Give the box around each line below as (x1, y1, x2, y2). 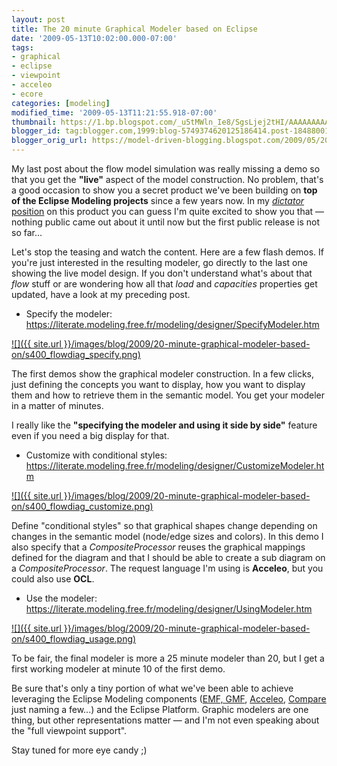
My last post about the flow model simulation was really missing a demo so (11, 163, 321, 175)
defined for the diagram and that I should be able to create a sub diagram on (11, 552, 326, 563)
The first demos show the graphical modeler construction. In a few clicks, (11, 368, 314, 380)
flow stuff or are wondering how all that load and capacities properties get (11, 278, 318, 290)
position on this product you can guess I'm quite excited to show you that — (11, 206, 325, 217)
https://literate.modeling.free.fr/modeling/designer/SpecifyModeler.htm (25, 319, 320, 330)
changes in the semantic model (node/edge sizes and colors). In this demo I (11, 531, 324, 542)
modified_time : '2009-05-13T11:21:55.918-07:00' (11, 107, 218, 118)
